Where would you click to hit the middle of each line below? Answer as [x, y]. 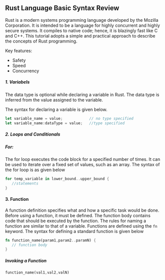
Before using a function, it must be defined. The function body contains [78, 215]
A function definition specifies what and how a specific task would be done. [82, 210]
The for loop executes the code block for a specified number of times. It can [83, 159]
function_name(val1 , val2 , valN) [37, 273]
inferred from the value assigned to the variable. [54, 100]
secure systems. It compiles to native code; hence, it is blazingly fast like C [82, 30]
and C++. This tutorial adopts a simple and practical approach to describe [80, 36]
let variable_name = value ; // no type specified [69, 118]
